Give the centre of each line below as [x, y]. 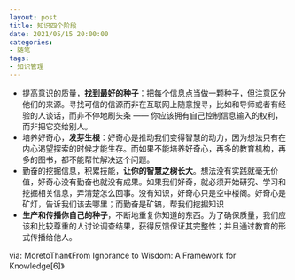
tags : [19, 58]
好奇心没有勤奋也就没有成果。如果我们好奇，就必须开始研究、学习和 [162, 182]
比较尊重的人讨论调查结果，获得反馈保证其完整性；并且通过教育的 [158, 226]
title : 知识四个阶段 [43, 26]
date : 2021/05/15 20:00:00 [59, 34]
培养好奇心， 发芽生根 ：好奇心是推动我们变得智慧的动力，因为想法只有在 [154, 137]
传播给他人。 [53, 237]
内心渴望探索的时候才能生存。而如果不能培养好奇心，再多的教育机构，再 [154, 148]
